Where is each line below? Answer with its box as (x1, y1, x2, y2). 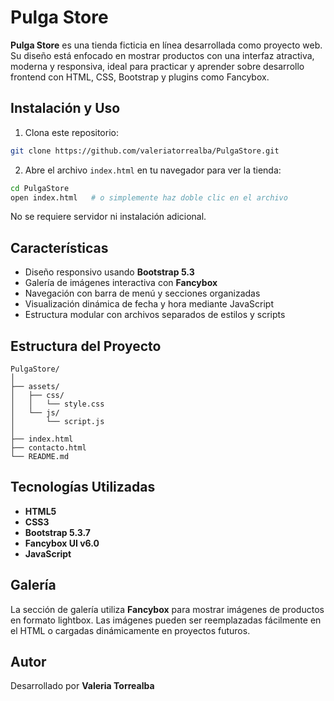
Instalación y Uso (10, 100, 121, 117)
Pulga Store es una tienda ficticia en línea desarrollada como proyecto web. (10, 39, 323, 51)
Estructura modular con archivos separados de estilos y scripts (24, 309, 286, 321)
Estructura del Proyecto (10, 337, 162, 355)
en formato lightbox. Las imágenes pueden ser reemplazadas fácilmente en (10, 614, 322, 626)
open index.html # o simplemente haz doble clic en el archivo (10, 192, 288, 203)
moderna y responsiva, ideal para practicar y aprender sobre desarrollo (10, 60, 305, 72)
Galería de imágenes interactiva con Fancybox (24, 277, 218, 289)
